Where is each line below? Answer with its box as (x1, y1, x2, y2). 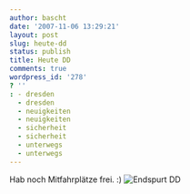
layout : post (9, 30, 59, 39)
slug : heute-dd (9, 38, 67, 48)
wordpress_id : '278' (9, 73, 88, 82)
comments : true (9, 65, 67, 74)
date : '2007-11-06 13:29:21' (9, 22, 120, 31)
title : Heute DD (9, 56, 71, 65)
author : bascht (9, 13, 67, 23)
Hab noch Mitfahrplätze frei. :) (9, 174, 123, 185)
